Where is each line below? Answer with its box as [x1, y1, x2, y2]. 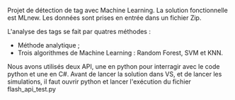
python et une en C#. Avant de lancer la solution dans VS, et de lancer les [7, 70, 222, 78]
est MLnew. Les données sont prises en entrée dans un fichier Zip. [7, 13, 202, 22]
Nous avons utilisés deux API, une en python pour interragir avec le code [7, 62, 220, 70]
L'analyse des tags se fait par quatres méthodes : [7, 28, 151, 35]
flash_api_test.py [7, 85, 57, 93]
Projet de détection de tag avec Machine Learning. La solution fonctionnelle [7, 6, 228, 14]
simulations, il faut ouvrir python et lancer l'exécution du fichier [7, 77, 191, 86]
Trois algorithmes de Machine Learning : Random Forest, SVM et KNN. [17, 49, 223, 57]
